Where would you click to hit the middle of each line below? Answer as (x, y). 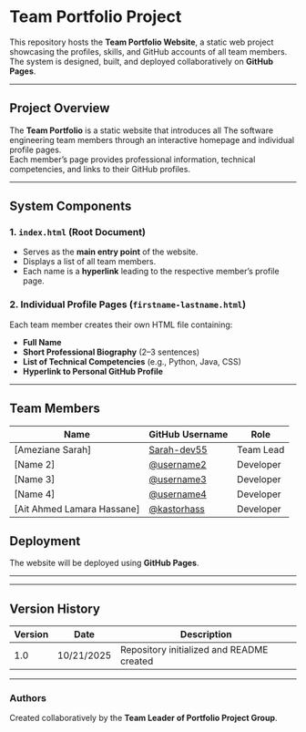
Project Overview (60, 108)
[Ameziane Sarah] (53, 449)
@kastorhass (177, 509)
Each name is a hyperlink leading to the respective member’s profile (151, 272)
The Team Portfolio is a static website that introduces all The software (142, 130)
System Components (71, 206)
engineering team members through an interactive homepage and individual (152, 139)
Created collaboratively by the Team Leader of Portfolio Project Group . (143, 718)
